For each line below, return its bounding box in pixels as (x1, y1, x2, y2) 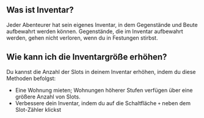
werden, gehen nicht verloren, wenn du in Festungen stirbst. (6, 34, 158, 42)
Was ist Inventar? (6, 5, 75, 15)
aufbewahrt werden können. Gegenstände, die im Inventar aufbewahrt (6, 28, 183, 35)
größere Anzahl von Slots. (15, 93, 81, 100)
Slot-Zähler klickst (15, 106, 62, 113)
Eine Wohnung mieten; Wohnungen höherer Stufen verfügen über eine (15, 86, 193, 94)
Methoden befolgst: (6, 75, 56, 82)
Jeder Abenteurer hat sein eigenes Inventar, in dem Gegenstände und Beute (6, 21, 198, 28)
